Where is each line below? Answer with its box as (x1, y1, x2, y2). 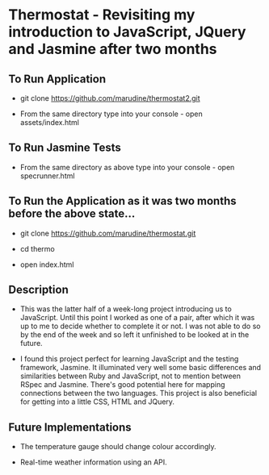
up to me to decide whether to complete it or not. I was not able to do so (19, 321, 261, 331)
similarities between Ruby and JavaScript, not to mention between (19, 371, 241, 381)
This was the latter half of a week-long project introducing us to (19, 304, 232, 314)
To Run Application (8, 72, 107, 85)
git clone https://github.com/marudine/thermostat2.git (19, 94, 200, 102)
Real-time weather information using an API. (19, 457, 167, 467)
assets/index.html (19, 118, 79, 127)
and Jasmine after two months (8, 40, 217, 58)
